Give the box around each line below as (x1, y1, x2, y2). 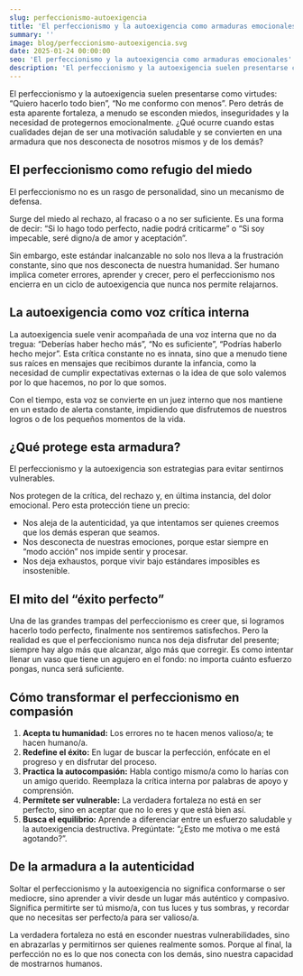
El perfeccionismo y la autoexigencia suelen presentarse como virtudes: (9, 87, 278, 99)
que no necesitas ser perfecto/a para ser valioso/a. (9, 912, 200, 923)
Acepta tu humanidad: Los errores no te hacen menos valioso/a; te (22, 727, 273, 738)
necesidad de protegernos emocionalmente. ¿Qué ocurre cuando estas (9, 116, 275, 127)
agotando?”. (22, 833, 68, 843)
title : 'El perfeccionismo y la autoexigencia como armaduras (9, 22, 248, 31)
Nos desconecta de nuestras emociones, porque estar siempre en (22, 537, 269, 548)
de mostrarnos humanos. (9, 958, 103, 969)
